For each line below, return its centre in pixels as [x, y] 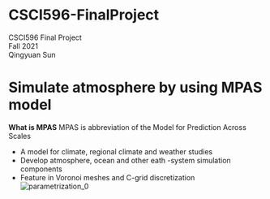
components [41, 169]
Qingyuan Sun [32, 54]
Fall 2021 [24, 45]
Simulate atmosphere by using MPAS [135, 88]
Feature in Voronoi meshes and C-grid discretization [107, 177]
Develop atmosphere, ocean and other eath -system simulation [125, 160]
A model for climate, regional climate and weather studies [116, 151]
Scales [19, 136]
